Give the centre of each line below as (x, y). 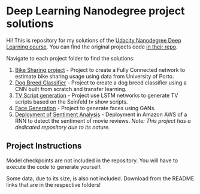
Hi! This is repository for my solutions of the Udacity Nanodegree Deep (94, 40)
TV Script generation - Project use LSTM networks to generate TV (96, 95)
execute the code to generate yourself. (54, 166)
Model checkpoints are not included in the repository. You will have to (92, 160)
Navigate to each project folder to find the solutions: (70, 58)
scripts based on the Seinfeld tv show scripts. (71, 101)
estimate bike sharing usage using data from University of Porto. (94, 76)
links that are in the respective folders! (53, 184)
